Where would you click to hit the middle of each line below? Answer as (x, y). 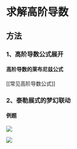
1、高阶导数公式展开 (35, 54)
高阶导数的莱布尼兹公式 (35, 69)
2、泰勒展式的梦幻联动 (38, 100)
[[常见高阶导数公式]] (31, 83)
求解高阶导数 (38, 12)
